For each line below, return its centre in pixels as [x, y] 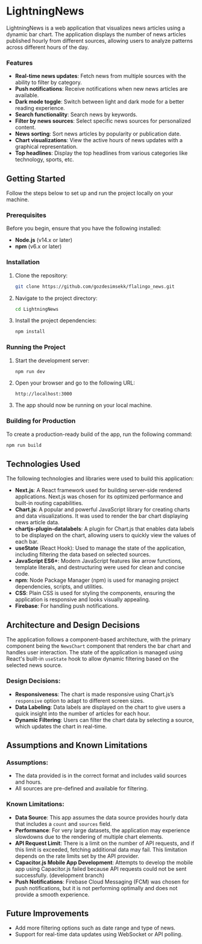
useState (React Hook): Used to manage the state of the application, [100, 548]
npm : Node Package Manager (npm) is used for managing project [97, 580]
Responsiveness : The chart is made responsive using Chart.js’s [94, 694]
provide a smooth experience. [52, 894]
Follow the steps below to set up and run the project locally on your [90, 193]
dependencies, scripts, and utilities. [59, 587]
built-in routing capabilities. [49, 503]
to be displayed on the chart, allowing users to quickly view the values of [105, 535]
